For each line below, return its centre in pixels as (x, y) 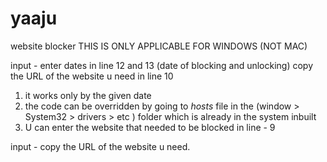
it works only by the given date (88, 95)
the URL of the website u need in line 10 (92, 76)
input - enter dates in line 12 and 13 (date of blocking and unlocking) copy (162, 65)
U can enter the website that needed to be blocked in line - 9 (150, 127)
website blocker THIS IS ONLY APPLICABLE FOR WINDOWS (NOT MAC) (159, 46)
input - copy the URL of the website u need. (100, 146)
